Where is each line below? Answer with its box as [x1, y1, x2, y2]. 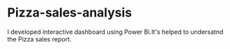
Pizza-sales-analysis [7, 5, 132, 21]
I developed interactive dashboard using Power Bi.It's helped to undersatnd [7, 28, 224, 36]
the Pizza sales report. [7, 35, 72, 43]
